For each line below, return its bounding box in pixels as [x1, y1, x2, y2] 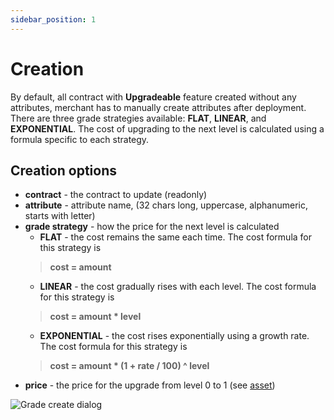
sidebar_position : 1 [10, 14, 97, 25]
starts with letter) [24, 210, 96, 222]
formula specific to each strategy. [10, 133, 150, 145]
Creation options [10, 162, 117, 179]
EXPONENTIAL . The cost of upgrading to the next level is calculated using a [10, 122, 325, 135]
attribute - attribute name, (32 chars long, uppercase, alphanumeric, [24, 199, 309, 211]
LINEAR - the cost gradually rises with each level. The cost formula [39, 281, 317, 293]
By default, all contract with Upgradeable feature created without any [10, 91, 297, 103]
